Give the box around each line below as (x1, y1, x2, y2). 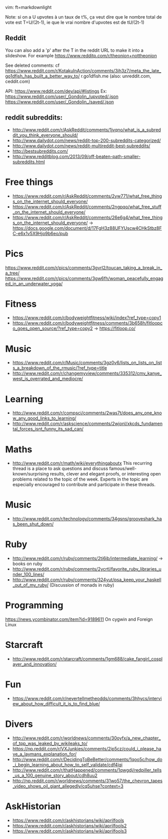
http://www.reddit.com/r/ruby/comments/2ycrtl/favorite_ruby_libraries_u (12, 566, 161, 572)
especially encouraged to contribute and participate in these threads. (12, 482, 156, 488)
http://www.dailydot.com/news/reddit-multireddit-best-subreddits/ (12, 143, 150, 149)
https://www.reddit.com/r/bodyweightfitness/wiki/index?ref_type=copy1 (12, 315, 161, 321)
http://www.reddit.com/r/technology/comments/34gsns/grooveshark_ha (12, 516, 162, 522)
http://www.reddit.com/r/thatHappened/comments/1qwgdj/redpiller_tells (12, 767, 162, 773)
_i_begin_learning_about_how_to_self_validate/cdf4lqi (12, 762, 123, 768)
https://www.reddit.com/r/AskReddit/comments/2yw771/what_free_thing (12, 193, 162, 199)
